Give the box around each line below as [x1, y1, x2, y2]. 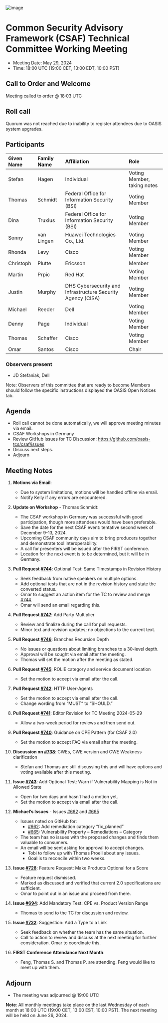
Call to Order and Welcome [5, 80, 91, 88]
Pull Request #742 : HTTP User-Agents [12, 685, 93, 691]
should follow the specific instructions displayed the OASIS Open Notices [5, 387, 156, 393]
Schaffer [37, 335, 58, 341]
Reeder [37, 306, 55, 313]
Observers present [5, 361, 53, 368]
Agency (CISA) [65, 295, 100, 302]
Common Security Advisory [5, 22, 124, 33]
